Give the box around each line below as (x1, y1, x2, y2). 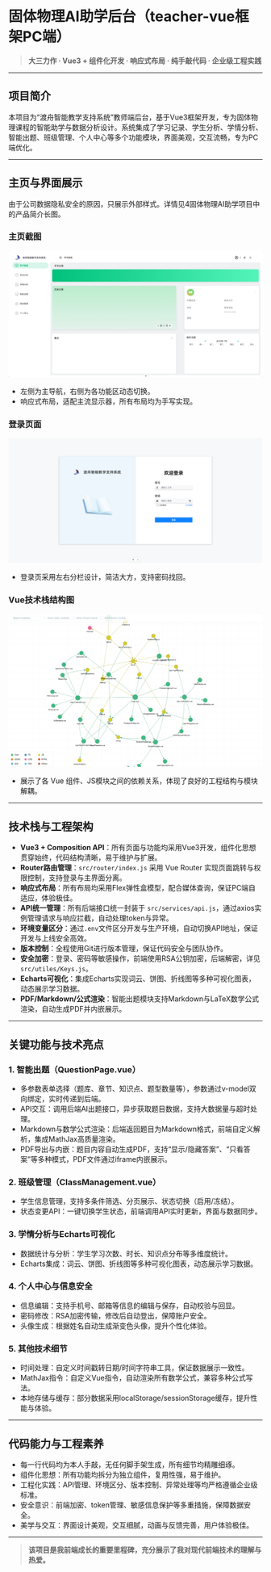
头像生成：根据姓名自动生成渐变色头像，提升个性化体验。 (19, 1321, 211, 1331)
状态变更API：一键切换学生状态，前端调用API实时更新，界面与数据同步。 (19, 1206, 262, 1216)
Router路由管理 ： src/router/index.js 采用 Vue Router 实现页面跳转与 (19, 863, 254, 873)
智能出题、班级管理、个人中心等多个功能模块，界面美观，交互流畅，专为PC (8, 132, 259, 142)
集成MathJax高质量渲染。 (34, 1134, 120, 1143)
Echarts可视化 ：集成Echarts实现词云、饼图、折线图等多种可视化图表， (19, 974, 256, 983)
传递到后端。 (62, 1093, 106, 1103)
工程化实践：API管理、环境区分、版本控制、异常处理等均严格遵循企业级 (19, 1479, 258, 1490)
